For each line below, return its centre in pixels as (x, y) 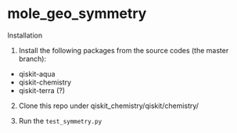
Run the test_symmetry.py (60, 120)
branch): (32, 59)
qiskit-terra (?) (42, 90)
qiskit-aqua (37, 74)
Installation (25, 35)
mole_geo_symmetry (77, 14)
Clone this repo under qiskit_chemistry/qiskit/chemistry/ (109, 106)
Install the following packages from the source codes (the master (124, 50)
